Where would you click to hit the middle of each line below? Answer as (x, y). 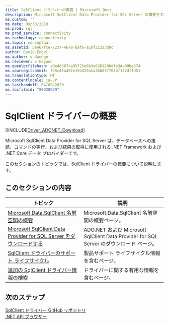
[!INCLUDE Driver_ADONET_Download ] (45, 130)
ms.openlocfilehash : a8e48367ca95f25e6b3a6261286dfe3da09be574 (73, 66)
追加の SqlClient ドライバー (40, 270)
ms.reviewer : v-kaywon (29, 61)
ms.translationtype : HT (30, 76)
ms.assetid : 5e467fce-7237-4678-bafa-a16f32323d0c (59, 47)
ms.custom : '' (20, 19)
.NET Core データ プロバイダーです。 (43, 153)
